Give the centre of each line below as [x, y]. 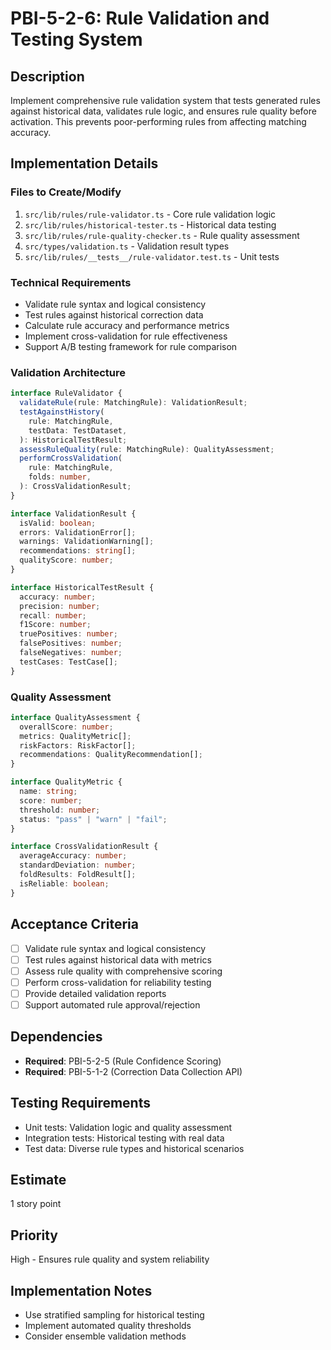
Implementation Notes [81, 1290]
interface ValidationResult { [73, 513]
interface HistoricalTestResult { [82, 587]
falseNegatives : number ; [71, 653]
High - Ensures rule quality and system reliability [110, 1259]
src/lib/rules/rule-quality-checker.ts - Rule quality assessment [162, 235]
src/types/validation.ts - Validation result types [127, 246]
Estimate [38, 1179]
